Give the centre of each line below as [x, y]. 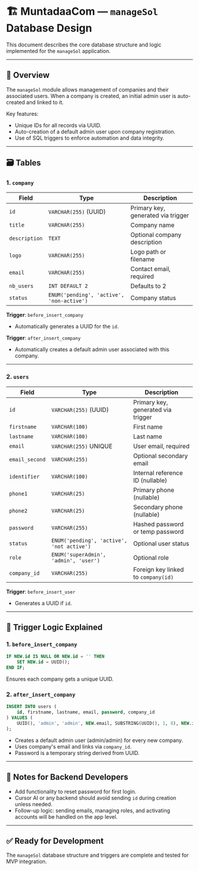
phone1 [18, 493]
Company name [152, 225]
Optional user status [161, 543]
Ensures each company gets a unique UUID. [60, 679]
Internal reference [158, 473]
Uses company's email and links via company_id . [73, 746]
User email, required [161, 446]
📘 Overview [28, 75]
